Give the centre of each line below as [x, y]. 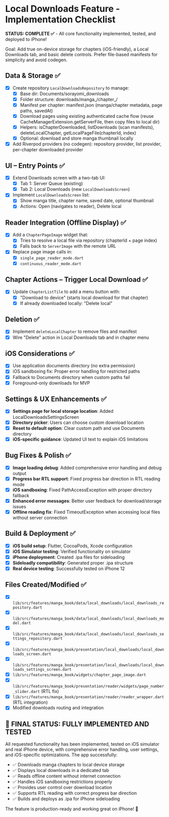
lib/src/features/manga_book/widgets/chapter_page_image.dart [79, 675]
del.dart [22, 623]
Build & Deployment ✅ [40, 533]
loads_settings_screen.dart [42, 670]
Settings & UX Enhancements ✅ [56, 399]
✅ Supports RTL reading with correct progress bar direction [75, 793]
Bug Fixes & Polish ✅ [38, 456]
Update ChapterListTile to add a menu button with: [66, 292]
